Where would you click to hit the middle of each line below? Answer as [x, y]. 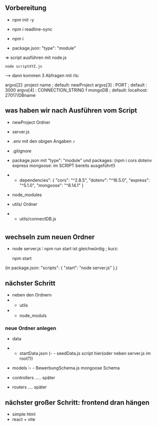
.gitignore [22, 151]
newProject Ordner [31, 122]
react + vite [24, 419]
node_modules [27, 195]
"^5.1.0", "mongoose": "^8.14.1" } [51, 185]
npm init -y [23, 19]
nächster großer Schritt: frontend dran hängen [77, 402]
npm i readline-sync [32, 29]
